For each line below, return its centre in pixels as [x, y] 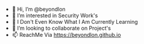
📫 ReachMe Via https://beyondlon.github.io [67, 35]
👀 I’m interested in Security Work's [55, 15]
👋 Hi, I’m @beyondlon [39, 9]
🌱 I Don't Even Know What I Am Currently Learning [75, 22]
